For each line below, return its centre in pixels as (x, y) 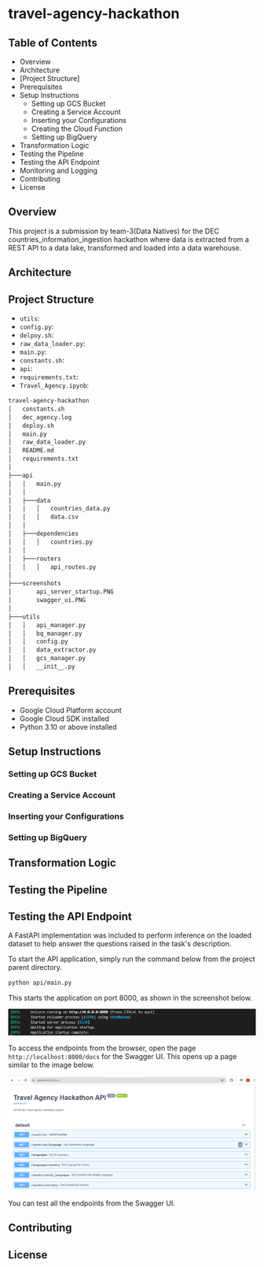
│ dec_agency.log (40, 417)
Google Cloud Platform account (70, 710)
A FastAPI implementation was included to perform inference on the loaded (130, 935)
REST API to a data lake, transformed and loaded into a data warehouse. (125, 247)
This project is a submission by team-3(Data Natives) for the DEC (114, 231)
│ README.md (31, 451)
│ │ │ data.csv (44, 517)
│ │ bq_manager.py (45, 633)
